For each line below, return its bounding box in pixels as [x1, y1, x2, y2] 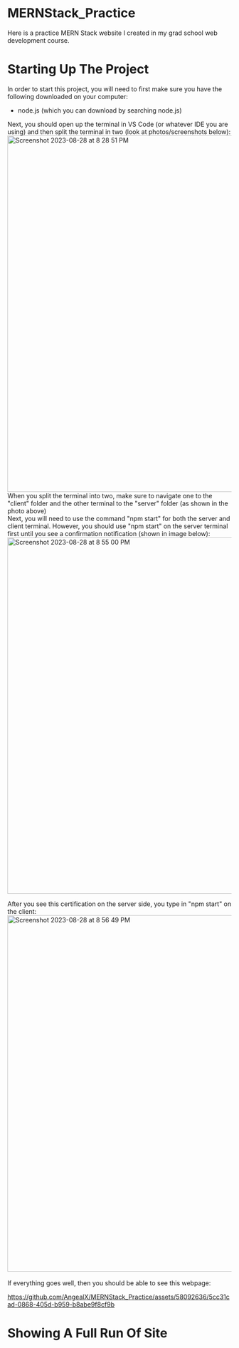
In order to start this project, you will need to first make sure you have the [7, 84, 223, 93]
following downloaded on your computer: [7, 92, 128, 101]
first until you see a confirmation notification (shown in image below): [7, 529, 211, 537]
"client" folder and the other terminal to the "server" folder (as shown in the [7, 499, 229, 508]
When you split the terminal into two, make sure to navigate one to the [7, 491, 213, 500]
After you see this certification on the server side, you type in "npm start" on [7, 900, 232, 908]
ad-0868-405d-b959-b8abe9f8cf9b [7, 1300, 115, 1309]
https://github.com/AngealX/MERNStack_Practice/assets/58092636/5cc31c [7, 1292, 230, 1301]
